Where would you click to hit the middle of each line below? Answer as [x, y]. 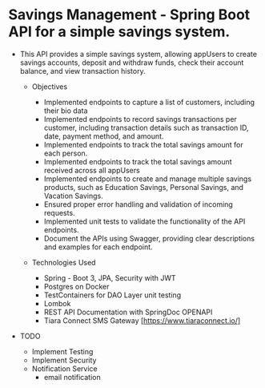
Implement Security [64, 360]
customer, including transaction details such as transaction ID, [147, 127]
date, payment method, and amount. [104, 136]
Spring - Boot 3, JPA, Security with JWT [110, 277]
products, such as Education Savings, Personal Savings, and [144, 187]
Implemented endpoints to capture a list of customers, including [149, 102]
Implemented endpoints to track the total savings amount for [144, 144]
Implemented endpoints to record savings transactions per [141, 119]
